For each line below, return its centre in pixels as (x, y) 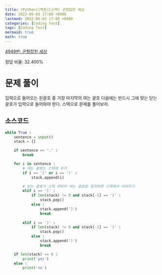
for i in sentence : (35, 164)
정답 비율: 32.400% (24, 62)
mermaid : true (20, 32)
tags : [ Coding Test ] (26, 28)
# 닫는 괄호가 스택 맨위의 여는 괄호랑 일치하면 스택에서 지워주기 (79, 186)
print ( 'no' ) (35, 268)
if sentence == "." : (36, 150)
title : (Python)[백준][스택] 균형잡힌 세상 (45, 10)
